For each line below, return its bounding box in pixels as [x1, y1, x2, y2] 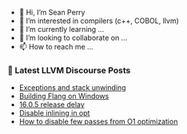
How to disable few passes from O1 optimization [18, 116, 178, 127]
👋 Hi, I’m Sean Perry [18, 8, 86, 17]
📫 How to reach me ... [18, 42, 93, 51]
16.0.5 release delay [18, 100, 85, 109]
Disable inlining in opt [18, 108, 90, 118]
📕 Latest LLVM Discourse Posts [7, 65, 131, 76]
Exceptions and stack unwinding [18, 83, 126, 93]
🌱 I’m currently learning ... [18, 25, 105, 33]
